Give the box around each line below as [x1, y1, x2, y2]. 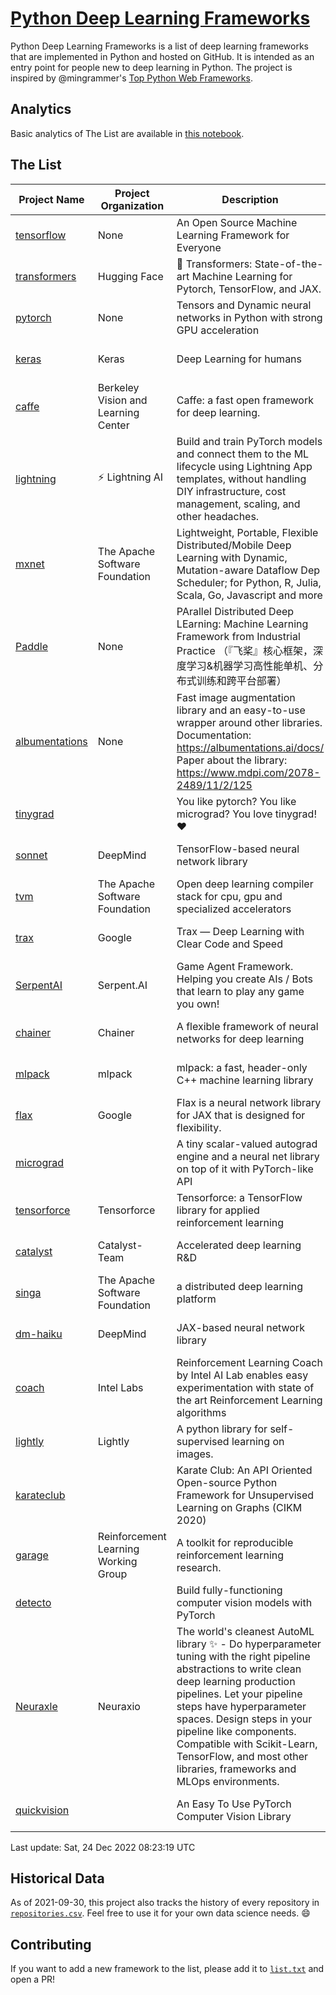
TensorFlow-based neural [176, 842, 300, 856]
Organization [100, 198, 165, 212]
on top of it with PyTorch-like [176, 1162, 314, 1176]
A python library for [176, 1422, 268, 1436]
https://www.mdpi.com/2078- [176, 765, 321, 779]
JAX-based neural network [176, 1320, 305, 1334]
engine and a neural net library [176, 1149, 320, 1163]
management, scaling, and [176, 497, 301, 511]
